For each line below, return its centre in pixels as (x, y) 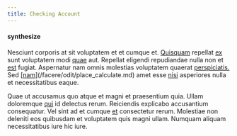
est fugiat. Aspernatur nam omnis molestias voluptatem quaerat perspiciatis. (118, 67)
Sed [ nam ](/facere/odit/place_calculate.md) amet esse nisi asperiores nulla (117, 74)
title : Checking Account (44, 14)
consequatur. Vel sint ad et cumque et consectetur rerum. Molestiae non (113, 111)
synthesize (24, 37)
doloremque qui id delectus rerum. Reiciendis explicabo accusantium (108, 103)
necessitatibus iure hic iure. (47, 126)
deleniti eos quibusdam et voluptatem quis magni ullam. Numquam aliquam (117, 118)
